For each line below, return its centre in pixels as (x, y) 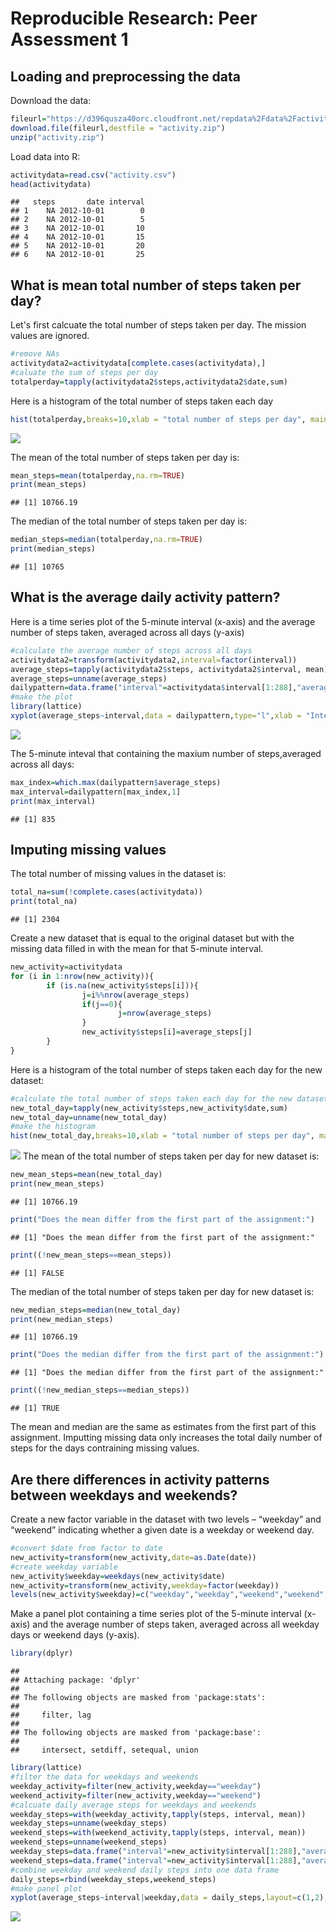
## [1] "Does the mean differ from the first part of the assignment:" (162, 1237)
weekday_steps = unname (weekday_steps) (89, 1823)
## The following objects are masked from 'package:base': (136, 1733)
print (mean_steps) (48, 485)
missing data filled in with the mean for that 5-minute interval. (137, 949)
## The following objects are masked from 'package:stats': (138, 1698)
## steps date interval (77, 202)
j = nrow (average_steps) (165, 1013)
